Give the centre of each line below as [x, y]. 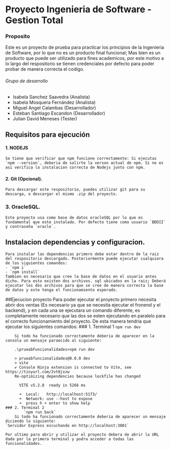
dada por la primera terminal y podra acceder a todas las [70, 439]
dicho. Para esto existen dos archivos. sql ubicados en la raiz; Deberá [86, 281]
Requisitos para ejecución [48, 135]
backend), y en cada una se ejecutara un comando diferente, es [73, 310]
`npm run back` [40, 412]
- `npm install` [23, 272]
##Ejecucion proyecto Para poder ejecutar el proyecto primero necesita [81, 299]
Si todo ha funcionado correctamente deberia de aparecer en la [84, 336]
